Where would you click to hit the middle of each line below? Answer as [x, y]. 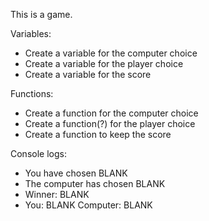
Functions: [32, 93]
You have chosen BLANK [76, 173]
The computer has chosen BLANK [95, 183]
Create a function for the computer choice [111, 113]
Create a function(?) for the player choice [110, 123]
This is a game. [41, 14]
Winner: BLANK [57, 194]
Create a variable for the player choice [104, 63]
